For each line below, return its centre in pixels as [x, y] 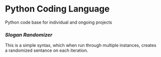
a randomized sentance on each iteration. [47, 50]
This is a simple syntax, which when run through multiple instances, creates [81, 45]
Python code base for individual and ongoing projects [59, 22]
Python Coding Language [57, 9]
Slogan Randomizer [29, 35]
